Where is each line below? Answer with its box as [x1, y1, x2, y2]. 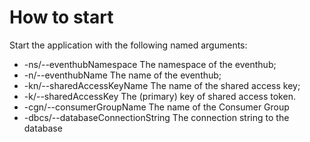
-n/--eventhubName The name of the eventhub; [23, 69, 222, 81]
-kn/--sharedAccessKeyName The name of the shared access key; [23, 79, 301, 91]
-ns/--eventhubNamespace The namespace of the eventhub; [23, 58, 277, 70]
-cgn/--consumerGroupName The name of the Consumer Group [23, 101, 290, 113]
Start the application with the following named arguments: [9, 39, 248, 51]
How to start [9, 6, 114, 29]
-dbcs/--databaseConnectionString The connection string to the [23, 111, 290, 123]
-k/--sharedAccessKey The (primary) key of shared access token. [23, 90, 296, 102]
